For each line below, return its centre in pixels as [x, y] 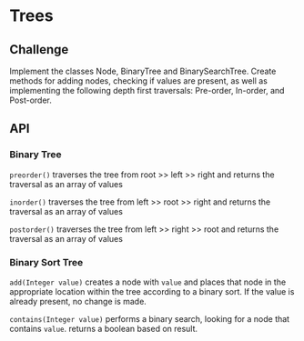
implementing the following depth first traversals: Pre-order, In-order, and [147, 90]
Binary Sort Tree [46, 262]
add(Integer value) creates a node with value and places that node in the [148, 282]
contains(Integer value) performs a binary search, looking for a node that [149, 318]
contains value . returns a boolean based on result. [104, 328]
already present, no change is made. [78, 301]
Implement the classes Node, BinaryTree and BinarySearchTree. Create [143, 71]
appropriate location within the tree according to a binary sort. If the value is [152, 291]
